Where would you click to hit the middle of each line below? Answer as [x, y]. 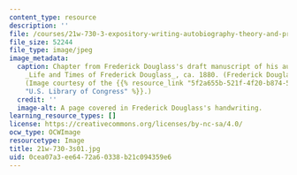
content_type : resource [53, 17]
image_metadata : [39, 58]
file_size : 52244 [41, 42]
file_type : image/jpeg [51, 50]
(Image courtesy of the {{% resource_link [104, 83]
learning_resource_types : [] [63, 116]
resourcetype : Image [47, 141]
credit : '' [37, 99]
